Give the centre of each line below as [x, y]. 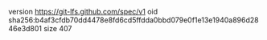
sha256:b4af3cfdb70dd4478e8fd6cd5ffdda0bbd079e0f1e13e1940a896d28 [133, 20]
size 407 [58, 28]
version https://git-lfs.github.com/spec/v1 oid [83, 12]
